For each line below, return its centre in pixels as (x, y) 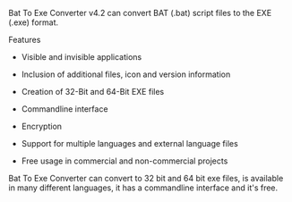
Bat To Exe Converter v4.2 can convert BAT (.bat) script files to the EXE (140, 13)
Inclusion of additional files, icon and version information (126, 74)
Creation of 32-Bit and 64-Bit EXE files (93, 92)
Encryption (42, 126)
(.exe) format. (34, 22)
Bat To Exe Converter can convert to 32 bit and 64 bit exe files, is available (146, 178)
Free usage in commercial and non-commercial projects (125, 161)
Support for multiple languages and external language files (129, 143)
